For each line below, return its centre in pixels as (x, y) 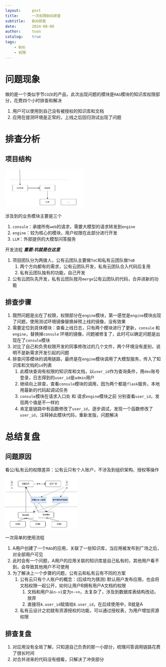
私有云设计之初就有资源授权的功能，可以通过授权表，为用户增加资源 (89, 610)
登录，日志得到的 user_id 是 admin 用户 (57, 377)
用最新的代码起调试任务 (44, 390)
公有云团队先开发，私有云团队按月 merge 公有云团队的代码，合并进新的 (83, 279)
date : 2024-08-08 (30, 26)
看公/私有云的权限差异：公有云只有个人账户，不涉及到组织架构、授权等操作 (82, 469)
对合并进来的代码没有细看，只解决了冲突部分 (58, 659)
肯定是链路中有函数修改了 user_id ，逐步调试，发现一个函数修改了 (86, 408)
